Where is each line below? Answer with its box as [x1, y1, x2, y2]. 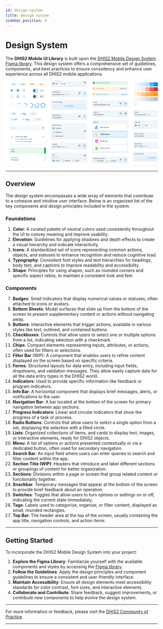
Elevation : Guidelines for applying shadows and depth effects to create [12, 236, 155, 242]
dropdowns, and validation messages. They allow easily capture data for [12, 368, 157, 374]
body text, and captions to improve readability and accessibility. [12, 262, 140, 268]
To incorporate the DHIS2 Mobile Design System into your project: [5, 549, 137, 555]
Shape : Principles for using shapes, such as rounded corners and [12, 267, 144, 273]
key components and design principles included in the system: [5, 203, 130, 209]
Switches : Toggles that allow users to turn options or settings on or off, [12, 492, 155, 498]
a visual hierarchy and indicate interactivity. [12, 241, 100, 247]
